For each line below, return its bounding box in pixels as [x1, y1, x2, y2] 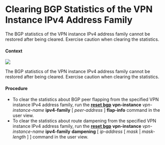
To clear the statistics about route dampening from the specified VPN [12, 118, 156, 124]
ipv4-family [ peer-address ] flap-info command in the [45, 107, 160, 113]
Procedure [5, 85, 28, 91]
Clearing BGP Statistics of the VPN [5, 4, 153, 15]
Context [5, 48, 23, 54]
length [12, 134, 26, 140]
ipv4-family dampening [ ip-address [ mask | [45, 128, 141, 134]
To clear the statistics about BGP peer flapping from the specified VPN [12, 97, 159, 103]
